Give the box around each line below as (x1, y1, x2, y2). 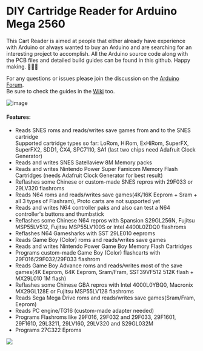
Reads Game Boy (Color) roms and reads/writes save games (15, 236, 167, 244)
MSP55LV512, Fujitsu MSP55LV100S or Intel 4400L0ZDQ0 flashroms (15, 223, 187, 231)
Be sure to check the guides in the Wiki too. (6, 87, 115, 95)
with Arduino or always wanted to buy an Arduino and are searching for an (6, 44, 192, 51)
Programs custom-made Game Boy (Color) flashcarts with (15, 249, 161, 256)
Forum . (6, 81, 24, 89)
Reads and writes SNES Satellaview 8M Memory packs (15, 159, 153, 166)
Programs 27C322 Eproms (15, 326, 82, 334)
